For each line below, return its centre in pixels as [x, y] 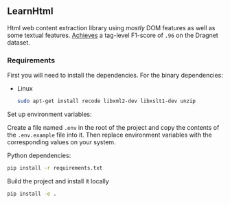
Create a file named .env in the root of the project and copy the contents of [113, 127]
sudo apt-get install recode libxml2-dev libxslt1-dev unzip [106, 101]
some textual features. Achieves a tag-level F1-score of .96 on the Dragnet [113, 35]
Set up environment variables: [49, 114]
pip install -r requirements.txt [55, 168]
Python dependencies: [39, 155]
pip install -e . [32, 194]
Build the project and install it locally [58, 181]
